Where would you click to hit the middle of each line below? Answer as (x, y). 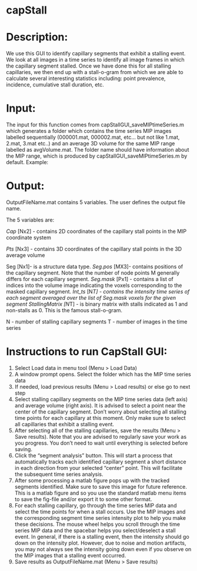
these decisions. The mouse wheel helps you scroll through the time (97, 524)
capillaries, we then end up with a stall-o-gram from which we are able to (95, 72)
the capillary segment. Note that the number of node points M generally (93, 273)
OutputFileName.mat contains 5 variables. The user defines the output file (96, 202)
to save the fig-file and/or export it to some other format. (83, 499)
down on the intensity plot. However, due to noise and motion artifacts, (100, 543)
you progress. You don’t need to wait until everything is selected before (101, 443)
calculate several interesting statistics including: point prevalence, (86, 79)
